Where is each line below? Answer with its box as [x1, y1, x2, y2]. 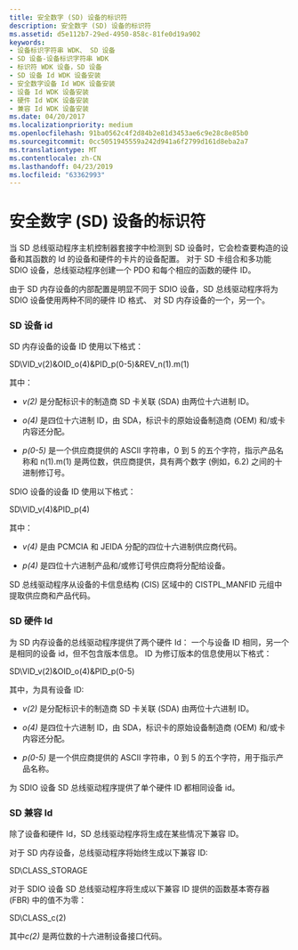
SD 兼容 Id [9, 807, 53, 819]
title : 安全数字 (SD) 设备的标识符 [9, 12, 127, 22]
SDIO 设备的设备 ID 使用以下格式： [9, 486, 136, 497]
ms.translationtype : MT [9, 145, 98, 154]
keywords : [9, 37, 46, 47]
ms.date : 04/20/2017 [9, 112, 86, 121]
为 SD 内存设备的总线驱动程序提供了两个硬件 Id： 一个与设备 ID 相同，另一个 [9, 637, 289, 647]
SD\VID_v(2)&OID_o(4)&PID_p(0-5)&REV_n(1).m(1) [9, 359, 189, 369]
